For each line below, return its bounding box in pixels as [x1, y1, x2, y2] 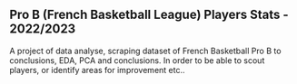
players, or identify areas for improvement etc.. [9, 64, 185, 75]
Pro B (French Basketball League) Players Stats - [9, 7, 289, 23]
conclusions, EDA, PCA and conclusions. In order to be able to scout [9, 54, 265, 66]
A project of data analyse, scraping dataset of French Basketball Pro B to [9, 45, 282, 56]
